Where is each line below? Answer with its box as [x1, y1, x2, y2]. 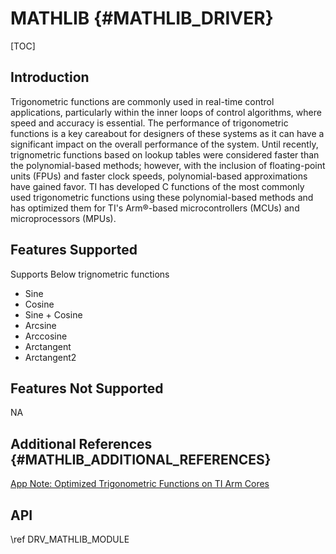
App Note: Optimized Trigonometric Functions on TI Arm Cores [10, 478, 270, 490]
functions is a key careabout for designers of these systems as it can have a [10, 127, 325, 139]
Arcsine [24, 319, 57, 331]
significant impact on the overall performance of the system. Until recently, [10, 138, 319, 150]
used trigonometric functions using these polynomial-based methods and [10, 191, 314, 203]
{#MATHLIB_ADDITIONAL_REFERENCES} [10, 451, 272, 468]
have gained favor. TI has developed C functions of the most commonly [10, 180, 305, 192]
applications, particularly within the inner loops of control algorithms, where [10, 106, 322, 118]
